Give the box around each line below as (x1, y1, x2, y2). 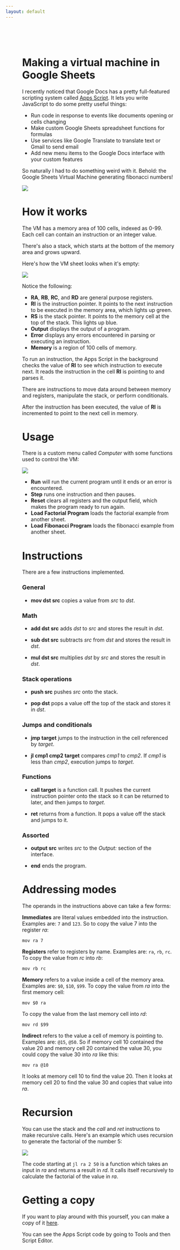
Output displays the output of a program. (31, 325, 131, 332)
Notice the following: (22, 282, 72, 290)
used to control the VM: (22, 456, 79, 463)
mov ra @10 (22, 1062, 49, 1068)
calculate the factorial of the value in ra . (22, 1173, 119, 1180)
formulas (31, 130, 52, 137)
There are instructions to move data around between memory (22, 386, 171, 393)
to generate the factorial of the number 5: (22, 1138, 122, 1145)
